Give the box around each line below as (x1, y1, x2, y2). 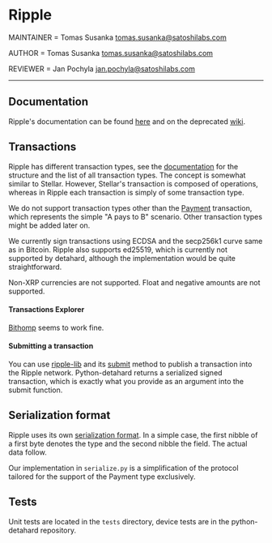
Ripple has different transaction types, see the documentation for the (8, 161, 239, 171)
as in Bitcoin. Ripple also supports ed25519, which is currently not (8, 245, 228, 254)
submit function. (8, 385, 63, 395)
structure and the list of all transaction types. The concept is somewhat (8, 170, 246, 180)
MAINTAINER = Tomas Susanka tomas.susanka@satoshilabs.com (8, 32, 227, 42)
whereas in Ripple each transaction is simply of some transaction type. (8, 187, 244, 197)
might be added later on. (8, 220, 91, 230)
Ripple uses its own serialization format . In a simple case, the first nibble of (8, 430, 258, 439)
